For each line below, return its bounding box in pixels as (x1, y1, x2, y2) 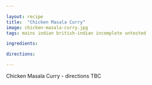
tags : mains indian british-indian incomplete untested (6, 30, 146, 36)
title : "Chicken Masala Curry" (6, 19, 85, 25)
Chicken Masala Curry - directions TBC (6, 73, 101, 79)
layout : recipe (6, 13, 44, 19)
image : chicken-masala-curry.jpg (6, 25, 88, 30)
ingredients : (6, 40, 38, 47)
